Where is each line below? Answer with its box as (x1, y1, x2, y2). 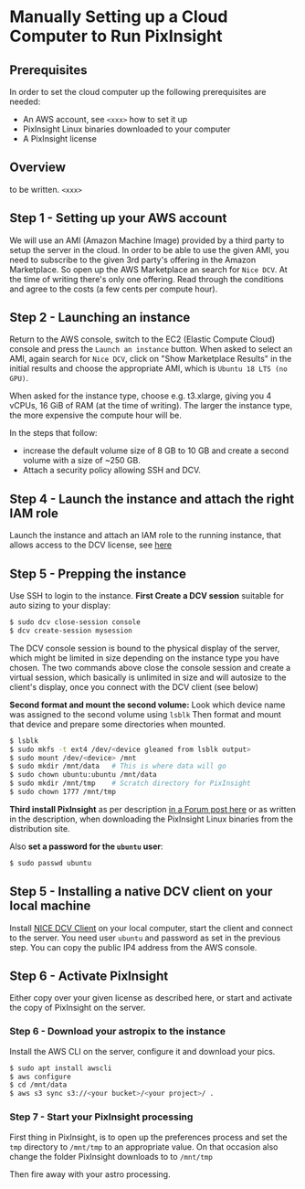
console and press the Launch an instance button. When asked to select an (9, 344, 293, 355)
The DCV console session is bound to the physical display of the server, (9, 642, 280, 653)
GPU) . (9, 373, 29, 384)
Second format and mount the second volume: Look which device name (9, 699, 286, 710)
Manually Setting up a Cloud (9, 6, 228, 27)
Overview (9, 160, 67, 175)
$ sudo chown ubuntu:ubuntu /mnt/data (9, 770, 157, 780)
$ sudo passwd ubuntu (9, 858, 92, 867)
